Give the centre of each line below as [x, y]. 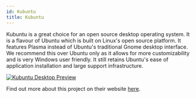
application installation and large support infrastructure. [75, 65]
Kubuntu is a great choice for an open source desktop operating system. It [98, 34]
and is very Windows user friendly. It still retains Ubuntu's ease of [88, 59]
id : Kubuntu [21, 12]
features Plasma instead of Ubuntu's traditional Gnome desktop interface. [97, 47]
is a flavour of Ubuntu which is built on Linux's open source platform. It [94, 40]
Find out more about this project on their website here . [73, 88]
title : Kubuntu [25, 17]
